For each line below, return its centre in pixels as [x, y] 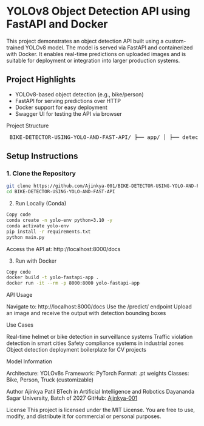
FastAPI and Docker [57, 24]
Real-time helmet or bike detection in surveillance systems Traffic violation [100, 337]
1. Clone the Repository [41, 174]
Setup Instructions [42, 156]
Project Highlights [41, 80]
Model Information [29, 361]
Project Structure [28, 126]
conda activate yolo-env [38, 226]
